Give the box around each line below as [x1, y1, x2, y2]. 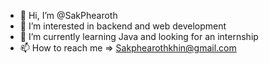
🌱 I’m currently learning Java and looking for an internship [19, 31, 259, 42]
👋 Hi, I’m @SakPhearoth [19, 10, 118, 21]
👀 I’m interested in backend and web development [19, 20, 227, 32]
